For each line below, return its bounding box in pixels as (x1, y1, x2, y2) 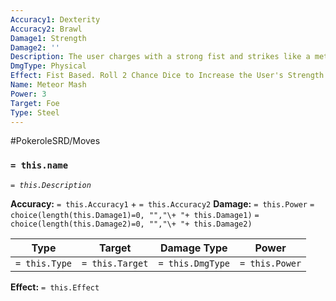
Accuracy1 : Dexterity (10, 14, 101, 25)
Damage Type (159, 241, 228, 255)
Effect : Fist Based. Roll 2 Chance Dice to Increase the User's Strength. (10, 71, 329, 81)
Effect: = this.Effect (10, 281, 100, 293)
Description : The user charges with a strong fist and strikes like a (10, 52, 311, 62)
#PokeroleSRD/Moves (10, 135, 101, 147)
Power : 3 (10, 89, 47, 99)
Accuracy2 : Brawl (10, 24, 83, 34)
